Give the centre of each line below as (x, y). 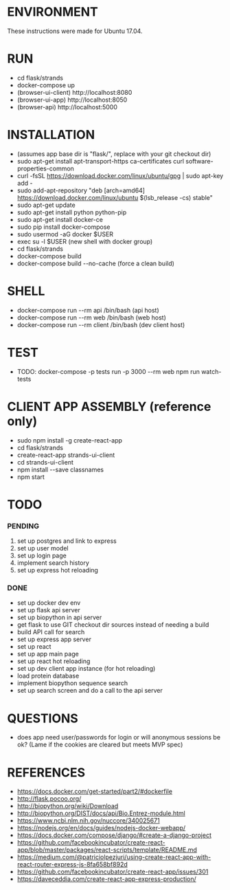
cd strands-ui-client (45, 462)
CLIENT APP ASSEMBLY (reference (109, 407)
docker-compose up (46, 85)
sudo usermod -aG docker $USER (65, 234)
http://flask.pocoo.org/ (49, 799)
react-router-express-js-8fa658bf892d (72, 865)
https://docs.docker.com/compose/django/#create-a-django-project (114, 835)
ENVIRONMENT (53, 12)
